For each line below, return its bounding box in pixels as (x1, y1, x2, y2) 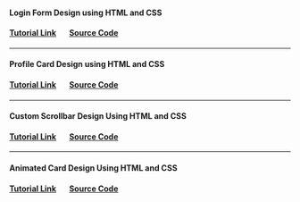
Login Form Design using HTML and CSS (9, 7, 162, 18)
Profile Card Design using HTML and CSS (9, 59, 165, 70)
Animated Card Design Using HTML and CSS (9, 162, 178, 173)
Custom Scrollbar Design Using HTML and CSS (9, 111, 187, 122)
